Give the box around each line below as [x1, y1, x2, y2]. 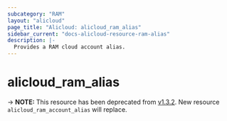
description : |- [7, 37, 56, 44]
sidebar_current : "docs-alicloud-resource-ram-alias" [7, 30, 171, 38]
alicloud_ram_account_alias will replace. [7, 105, 127, 114]
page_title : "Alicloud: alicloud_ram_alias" [7, 23, 142, 31]
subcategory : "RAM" [7, 10, 65, 18]
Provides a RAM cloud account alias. [14, 43, 126, 51]
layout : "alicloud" [7, 17, 65, 24]
